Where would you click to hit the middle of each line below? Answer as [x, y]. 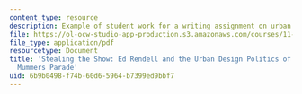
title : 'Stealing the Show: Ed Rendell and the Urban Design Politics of [151, 59]
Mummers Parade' [48, 68]
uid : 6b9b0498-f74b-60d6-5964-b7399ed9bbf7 [92, 76]
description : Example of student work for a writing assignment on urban [151, 26]
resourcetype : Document [54, 51]
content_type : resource [54, 17]
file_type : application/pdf [62, 43]
